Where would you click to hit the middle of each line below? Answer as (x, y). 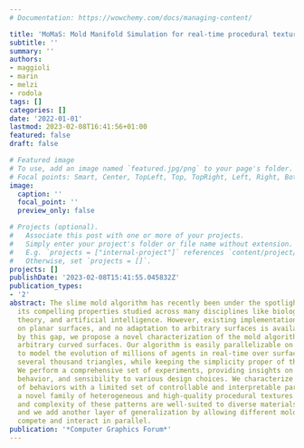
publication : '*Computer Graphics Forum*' (90, 430)
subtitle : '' (34, 43)
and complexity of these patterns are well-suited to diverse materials (157, 404)
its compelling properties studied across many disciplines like (143, 311)
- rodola (26, 93)
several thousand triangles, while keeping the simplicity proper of (151, 362)
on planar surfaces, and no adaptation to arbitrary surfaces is (143, 328)
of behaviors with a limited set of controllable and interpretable (149, 387)
